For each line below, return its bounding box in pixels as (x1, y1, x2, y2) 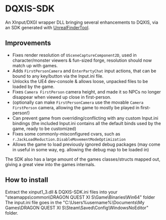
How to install (5, 176, 49, 184)
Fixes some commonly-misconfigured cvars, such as (12, 131, 120, 136)
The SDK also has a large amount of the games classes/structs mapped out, (5, 156, 161, 162)
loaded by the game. (12, 84, 55, 89)
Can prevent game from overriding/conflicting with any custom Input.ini (12, 115, 159, 121)
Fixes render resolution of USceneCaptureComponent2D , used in (12, 52, 137, 58)
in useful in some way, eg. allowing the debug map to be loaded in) (12, 146, 150, 152)
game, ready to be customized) (12, 126, 77, 132)
